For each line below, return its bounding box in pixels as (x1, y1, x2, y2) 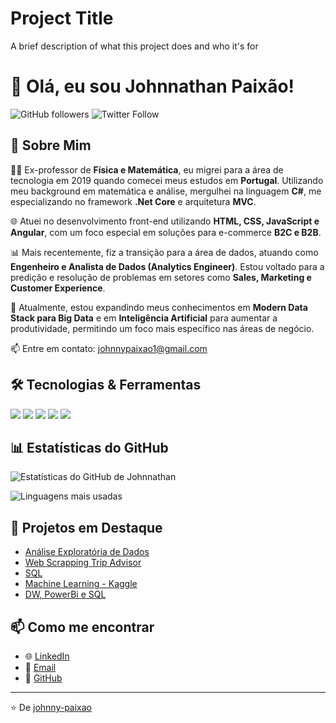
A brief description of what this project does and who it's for (10, 40, 259, 52)
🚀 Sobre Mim (10, 137, 92, 154)
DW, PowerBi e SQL (24, 588, 107, 601)
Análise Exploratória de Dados (24, 546, 150, 558)
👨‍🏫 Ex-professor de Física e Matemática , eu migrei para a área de (10, 163, 284, 176)
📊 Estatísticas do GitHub (10, 439, 169, 456)
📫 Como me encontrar (10, 618, 155, 636)
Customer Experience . (10, 282, 106, 294)
